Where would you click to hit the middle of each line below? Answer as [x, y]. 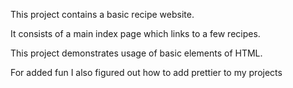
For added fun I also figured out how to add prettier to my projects [146, 72]
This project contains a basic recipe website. [102, 14]
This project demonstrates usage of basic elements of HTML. [136, 53]
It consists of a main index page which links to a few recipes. [135, 33]
